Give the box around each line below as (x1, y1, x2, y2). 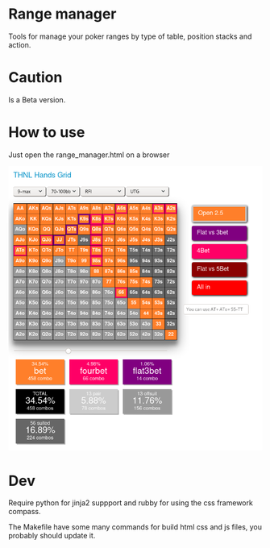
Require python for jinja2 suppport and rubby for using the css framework (8, 498, 254, 508)
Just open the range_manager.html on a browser (8, 150, 170, 160)
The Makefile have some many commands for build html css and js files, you (8, 522, 263, 532)
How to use (8, 123, 85, 142)
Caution (8, 68, 63, 87)
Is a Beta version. (8, 94, 66, 105)
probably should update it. (8, 531, 96, 541)
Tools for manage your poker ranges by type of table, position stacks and (8, 31, 252, 41)
